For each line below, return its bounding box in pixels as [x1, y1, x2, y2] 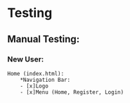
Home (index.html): [7, 70, 65, 77]
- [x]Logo [20, 83, 49, 90]
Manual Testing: [7, 33, 80, 45]
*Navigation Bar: [20, 76, 71, 83]
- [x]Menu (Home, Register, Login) [20, 88, 124, 96]
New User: [7, 54, 44, 64]
